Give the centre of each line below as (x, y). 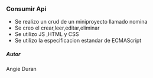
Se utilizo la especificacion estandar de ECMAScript (78, 41)
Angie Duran (21, 69)
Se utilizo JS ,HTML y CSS (47, 34)
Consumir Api (26, 9)
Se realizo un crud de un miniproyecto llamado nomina (81, 22)
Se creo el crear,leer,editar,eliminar (57, 28)
